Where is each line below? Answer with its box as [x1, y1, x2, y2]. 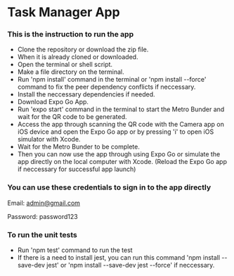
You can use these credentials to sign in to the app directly [7, 182, 212, 192]
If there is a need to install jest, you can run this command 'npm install [17, 253, 220, 262]
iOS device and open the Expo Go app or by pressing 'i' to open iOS [17, 127, 214, 136]
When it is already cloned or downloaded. [17, 53, 138, 61]
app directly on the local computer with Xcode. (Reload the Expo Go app [17, 158, 227, 166]
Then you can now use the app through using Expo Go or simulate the [17, 150, 221, 158]
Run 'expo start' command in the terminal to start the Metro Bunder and [17, 105, 225, 113]
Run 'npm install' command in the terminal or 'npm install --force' [17, 75, 207, 84]
